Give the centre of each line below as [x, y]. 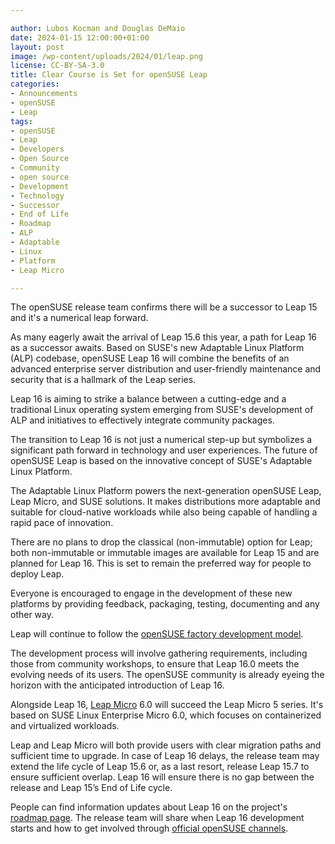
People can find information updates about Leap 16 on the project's [149, 807]
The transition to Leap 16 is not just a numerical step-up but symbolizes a [161, 440]
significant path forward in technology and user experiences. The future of [164, 450]
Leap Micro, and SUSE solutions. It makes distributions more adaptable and [165, 502]
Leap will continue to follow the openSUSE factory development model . [157, 634]
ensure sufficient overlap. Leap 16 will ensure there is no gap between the [162, 777]
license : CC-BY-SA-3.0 [57, 66]
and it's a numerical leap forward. [79, 318]
